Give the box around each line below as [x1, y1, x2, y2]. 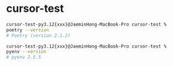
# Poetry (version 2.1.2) [6, 32, 70, 39]
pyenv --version [6, 49, 47, 55]
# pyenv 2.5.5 [6, 54, 42, 61]
